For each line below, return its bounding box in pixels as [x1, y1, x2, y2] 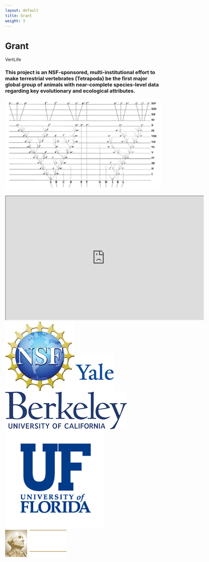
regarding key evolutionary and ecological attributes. [5, 87, 136, 94]
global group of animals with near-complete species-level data [5, 82, 159, 88]
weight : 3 [5, 18, 26, 23]
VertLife [5, 57, 21, 63]
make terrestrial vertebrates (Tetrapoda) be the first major [5, 75, 148, 82]
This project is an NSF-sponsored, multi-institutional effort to [5, 69, 156, 76]
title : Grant [5, 13, 32, 18]
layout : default [5, 8, 39, 13]
